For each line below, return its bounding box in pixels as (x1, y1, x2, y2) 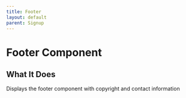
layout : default (6, 14, 47, 20)
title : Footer (6, 8, 42, 15)
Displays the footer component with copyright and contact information (6, 85, 180, 93)
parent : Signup (6, 20, 44, 26)
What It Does (6, 69, 56, 79)
